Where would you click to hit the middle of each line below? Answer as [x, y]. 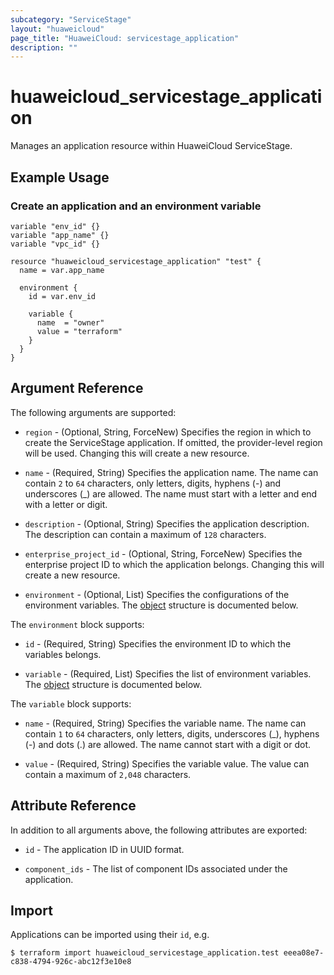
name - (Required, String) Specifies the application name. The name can [171, 472]
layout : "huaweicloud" [57, 29]
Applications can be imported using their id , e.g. [110, 935]
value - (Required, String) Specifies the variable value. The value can [167, 763]
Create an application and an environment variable [136, 206]
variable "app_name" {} [60, 235]
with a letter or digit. [66, 504]
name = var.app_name [62, 270]
